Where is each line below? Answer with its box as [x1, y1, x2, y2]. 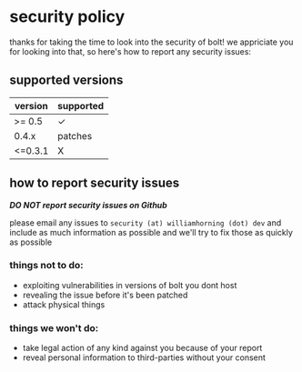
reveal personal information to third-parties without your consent [22, 352, 267, 363]
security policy [9, 6, 126, 27]
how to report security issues [9, 176, 180, 191]
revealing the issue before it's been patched [22, 289, 188, 300]
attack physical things [22, 298, 106, 310]
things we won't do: [9, 321, 99, 334]
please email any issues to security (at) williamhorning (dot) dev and [9, 216, 282, 228]
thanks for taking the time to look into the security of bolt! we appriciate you [9, 36, 294, 47]
